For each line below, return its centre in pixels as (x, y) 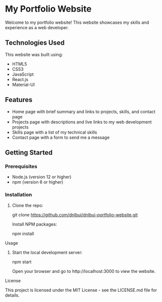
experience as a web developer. (37, 27)
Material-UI (23, 84)
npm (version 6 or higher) (38, 182)
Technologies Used (35, 43)
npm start (22, 262)
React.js (20, 79)
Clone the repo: (28, 205)
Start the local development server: (47, 252)
